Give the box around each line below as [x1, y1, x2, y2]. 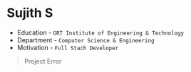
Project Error [24, 56, 62, 65]
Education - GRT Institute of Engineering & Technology [16, 28, 185, 37]
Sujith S [6, 5, 53, 21]
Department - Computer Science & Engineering [16, 35, 155, 44]
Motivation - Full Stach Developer [16, 43, 119, 52]
